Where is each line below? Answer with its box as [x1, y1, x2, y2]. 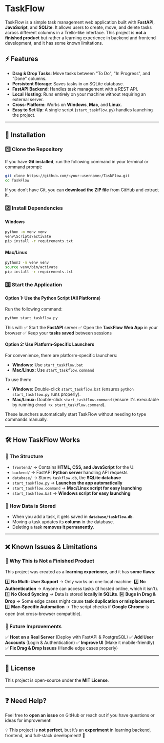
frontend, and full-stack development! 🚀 [5, 732, 85, 738]
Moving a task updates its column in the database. [12, 518, 114, 525]
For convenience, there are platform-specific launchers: [5, 352, 118, 358]
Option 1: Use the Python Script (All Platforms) [5, 295, 101, 301]
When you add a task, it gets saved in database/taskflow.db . [12, 513, 134, 519]
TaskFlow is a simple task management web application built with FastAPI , [5, 19, 155, 25]
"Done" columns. [12, 76, 47, 81]
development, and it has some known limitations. [5, 40, 103, 46]
